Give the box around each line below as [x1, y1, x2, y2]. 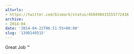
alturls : [5, 7, 24, 12]
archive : [5, 16, 24, 21]
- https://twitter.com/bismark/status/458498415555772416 [5, 12, 129, 17]
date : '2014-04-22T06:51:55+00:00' [5, 26, 80, 31]
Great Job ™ [5, 44, 30, 50]
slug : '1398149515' [5, 30, 46, 35]
